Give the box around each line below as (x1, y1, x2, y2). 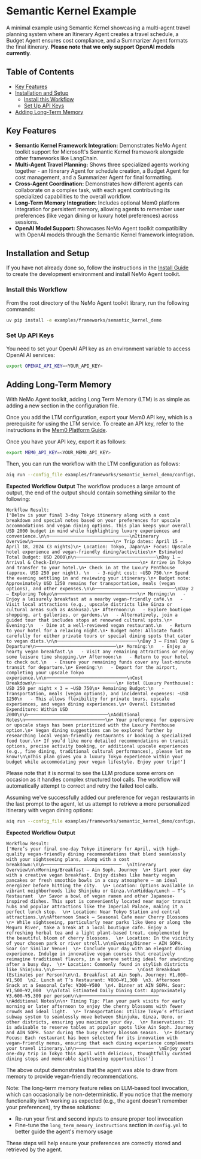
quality (6, 851, 26, 857)
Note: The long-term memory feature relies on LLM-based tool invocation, (6, 1085, 189, 1092)
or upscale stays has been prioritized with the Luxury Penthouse (6, 722, 175, 728)
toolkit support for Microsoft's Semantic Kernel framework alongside (14, 148, 184, 155)
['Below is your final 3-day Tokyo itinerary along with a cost (6, 512, 170, 518)
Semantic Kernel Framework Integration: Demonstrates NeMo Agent (14, 142, 187, 149)
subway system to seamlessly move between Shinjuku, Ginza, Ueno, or (6, 1014, 184, 1020)
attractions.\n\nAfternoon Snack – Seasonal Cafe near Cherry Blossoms (6, 914, 188, 920)
